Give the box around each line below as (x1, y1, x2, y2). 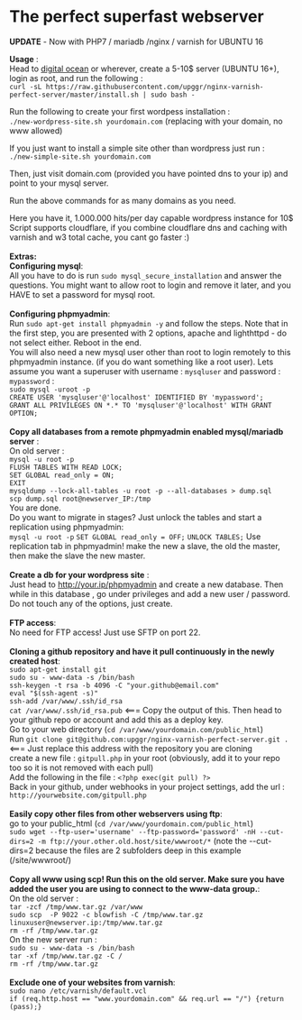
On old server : (9, 445, 65, 456)
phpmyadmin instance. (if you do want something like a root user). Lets (9, 356, 274, 367)
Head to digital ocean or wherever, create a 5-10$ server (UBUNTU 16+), (9, 63, 279, 74)
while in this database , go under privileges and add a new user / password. (9, 588, 291, 599)
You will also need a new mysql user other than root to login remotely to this (9, 346, 291, 357)
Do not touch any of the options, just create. (9, 598, 173, 609)
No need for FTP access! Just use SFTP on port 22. (9, 627, 201, 638)
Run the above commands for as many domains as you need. (9, 195, 236, 206)
